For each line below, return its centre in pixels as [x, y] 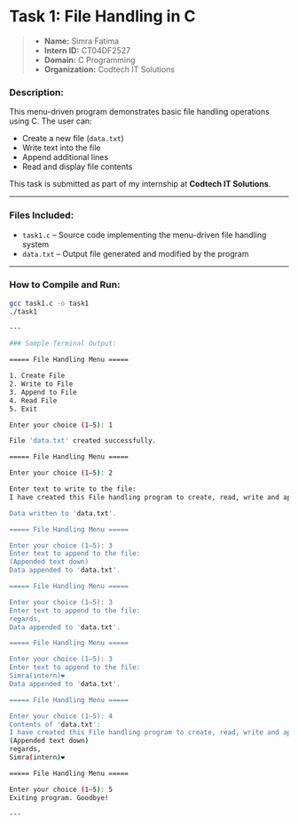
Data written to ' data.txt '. [63, 513]
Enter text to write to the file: [73, 489]
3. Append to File [43, 392]
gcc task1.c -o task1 [49, 303]
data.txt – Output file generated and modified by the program [135, 253]
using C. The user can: [51, 121]
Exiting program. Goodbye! [59, 797]
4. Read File [33, 400]
